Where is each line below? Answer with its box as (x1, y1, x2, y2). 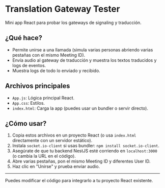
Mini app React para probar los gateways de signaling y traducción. (5, 20, 141, 25)
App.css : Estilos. (12, 100, 45, 106)
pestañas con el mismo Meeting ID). (12, 52, 85, 58)
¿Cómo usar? (5, 119, 47, 128)
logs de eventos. (12, 62, 46, 68)
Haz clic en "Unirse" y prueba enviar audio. (12, 164, 100, 169)
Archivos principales (5, 82, 70, 90)
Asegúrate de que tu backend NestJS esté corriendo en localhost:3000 (12, 148, 158, 154)
